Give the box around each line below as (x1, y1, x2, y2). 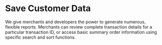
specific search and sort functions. (5, 34, 76, 40)
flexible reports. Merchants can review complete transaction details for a (5, 24, 153, 30)
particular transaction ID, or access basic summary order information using (5, 29, 158, 35)
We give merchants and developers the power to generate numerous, (5, 19, 146, 25)
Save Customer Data (5, 3, 91, 14)
